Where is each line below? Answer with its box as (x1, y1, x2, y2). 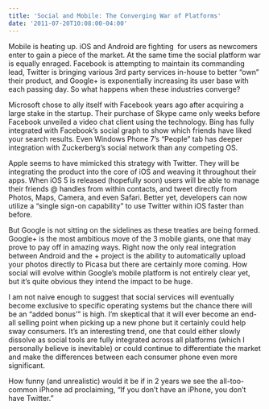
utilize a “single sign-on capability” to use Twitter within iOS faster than (8, 200, 244, 210)
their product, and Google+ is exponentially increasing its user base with (8, 76, 250, 85)
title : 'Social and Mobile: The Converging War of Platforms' (8, 11, 221, 20)
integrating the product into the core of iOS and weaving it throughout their (8, 167, 257, 176)
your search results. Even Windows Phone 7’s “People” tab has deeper (8, 134, 243, 143)
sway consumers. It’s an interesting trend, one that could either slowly (8, 326, 241, 336)
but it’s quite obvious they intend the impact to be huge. (8, 276, 193, 286)
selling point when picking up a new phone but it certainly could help (17, 317, 246, 327)
